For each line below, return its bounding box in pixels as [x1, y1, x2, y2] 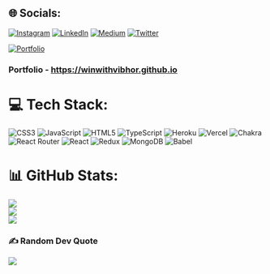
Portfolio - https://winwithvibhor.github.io [8, 64, 178, 75]
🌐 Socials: [8, 6, 62, 20]
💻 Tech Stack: [8, 95, 109, 113]
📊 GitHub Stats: [8, 166, 119, 185]
